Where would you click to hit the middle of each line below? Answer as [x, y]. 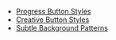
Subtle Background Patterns [62, 28]
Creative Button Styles [52, 20]
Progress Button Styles [53, 11]
